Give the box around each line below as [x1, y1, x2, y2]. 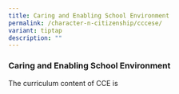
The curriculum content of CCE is [8, 78, 118, 88]
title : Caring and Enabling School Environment [8, 11, 170, 20]
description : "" [8, 33, 62, 42]
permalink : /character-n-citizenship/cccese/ [8, 19, 162, 27]
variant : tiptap [8, 26, 62, 34]
